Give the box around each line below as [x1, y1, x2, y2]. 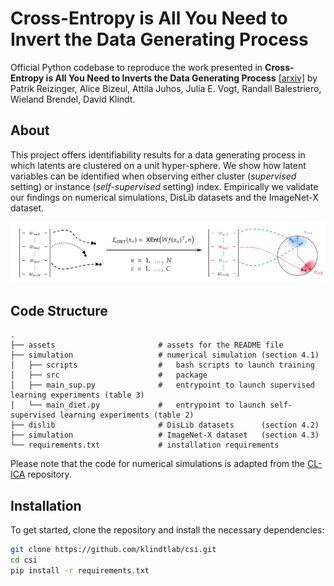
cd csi [10, 555, 38, 565]
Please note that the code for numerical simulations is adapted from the [10, 458, 305, 470]
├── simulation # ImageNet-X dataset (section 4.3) [10, 430, 320, 441]
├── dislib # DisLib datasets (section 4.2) [10, 420, 320, 431]
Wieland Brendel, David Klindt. [10, 93, 136, 105]
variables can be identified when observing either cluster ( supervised [10, 170, 297, 182]
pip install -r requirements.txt [10, 565, 150, 576]
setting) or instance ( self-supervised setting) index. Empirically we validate [10, 180, 319, 192]
